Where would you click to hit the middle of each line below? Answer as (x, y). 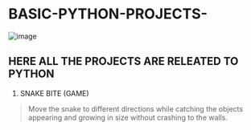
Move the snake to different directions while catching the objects (136, 108)
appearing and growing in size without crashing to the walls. (128, 117)
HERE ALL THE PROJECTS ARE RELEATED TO (123, 61)
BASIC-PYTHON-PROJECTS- (108, 14)
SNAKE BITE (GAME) (55, 93)
